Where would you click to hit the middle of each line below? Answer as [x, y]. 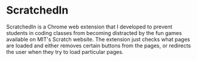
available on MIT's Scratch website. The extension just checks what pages [98, 39]
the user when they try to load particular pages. [65, 52]
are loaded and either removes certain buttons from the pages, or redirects [99, 46]
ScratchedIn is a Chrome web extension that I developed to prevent [89, 27]
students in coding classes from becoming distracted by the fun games [94, 33]
